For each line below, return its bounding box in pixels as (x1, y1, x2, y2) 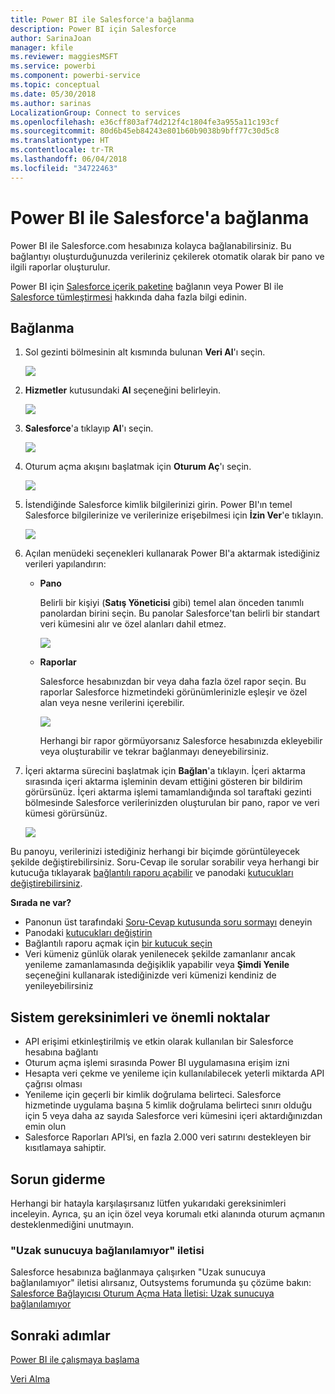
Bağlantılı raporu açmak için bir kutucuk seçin (24, 937, 213, 950)
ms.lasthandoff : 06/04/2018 (10, 154, 128, 164)
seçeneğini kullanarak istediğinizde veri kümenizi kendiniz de (24, 969, 277, 981)
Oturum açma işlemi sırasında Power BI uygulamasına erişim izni (24, 1057, 290, 1069)
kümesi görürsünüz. (24, 807, 108, 820)
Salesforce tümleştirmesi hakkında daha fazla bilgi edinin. (10, 291, 247, 303)
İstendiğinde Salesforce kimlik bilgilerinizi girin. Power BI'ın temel (24, 499, 293, 511)
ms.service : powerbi (10, 61, 97, 71)
